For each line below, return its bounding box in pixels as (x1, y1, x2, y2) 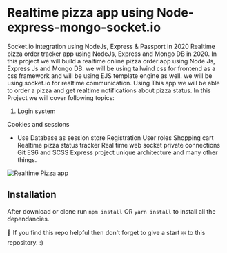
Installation (7, 189, 57, 201)
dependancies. (7, 214, 50, 223)
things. (17, 155, 37, 163)
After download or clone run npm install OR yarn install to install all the (7, 207, 216, 215)
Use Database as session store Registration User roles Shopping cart (17, 133, 214, 142)
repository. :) (7, 238, 43, 246)
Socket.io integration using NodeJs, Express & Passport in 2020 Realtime (7, 42, 215, 50)
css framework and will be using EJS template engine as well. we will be (7, 71, 213, 80)
